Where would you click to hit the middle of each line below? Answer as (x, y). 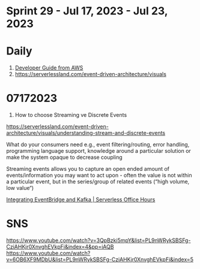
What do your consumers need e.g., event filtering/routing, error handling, (98, 144)
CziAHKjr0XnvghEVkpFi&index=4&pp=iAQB (60, 247)
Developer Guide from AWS (49, 68)
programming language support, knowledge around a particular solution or (98, 151)
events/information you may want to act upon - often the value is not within (99, 176)
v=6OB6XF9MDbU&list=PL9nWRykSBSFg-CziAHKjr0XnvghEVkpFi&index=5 (100, 259)
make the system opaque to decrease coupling (64, 158)
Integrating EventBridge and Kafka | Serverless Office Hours (81, 200)
